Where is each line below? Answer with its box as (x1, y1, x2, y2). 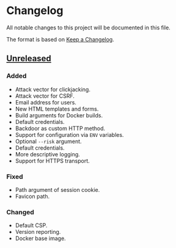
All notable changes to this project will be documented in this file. (6, 24, 171, 31)
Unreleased (6, 53, 52, 64)
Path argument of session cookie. (15, 186, 100, 193)
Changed (6, 208, 35, 216)
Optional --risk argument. (15, 137, 82, 145)
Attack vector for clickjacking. (15, 86, 90, 93)
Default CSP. (15, 222, 48, 229)
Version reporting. (15, 228, 61, 236)
